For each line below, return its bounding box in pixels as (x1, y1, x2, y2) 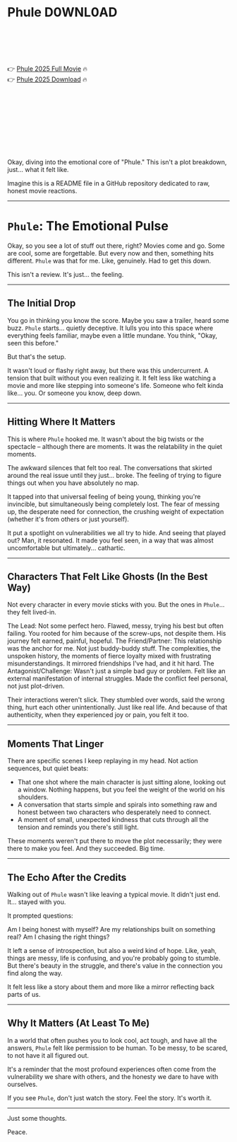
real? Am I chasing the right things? (7, 932, 110, 941)
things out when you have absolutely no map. (7, 479, 140, 487)
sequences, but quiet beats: (7, 764, 89, 772)
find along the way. (7, 969, 63, 977)
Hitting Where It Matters (7, 416, 116, 428)
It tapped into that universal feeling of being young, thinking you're (7, 492, 201, 501)
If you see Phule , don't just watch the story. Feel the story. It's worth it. (7, 1093, 212, 1102)
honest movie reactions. (7, 186, 78, 195)
